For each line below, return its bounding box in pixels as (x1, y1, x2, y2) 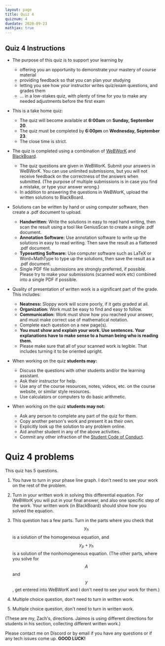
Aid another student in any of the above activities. (19, 428, 121, 434)
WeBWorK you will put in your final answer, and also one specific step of (12, 497, 160, 503)
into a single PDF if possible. (19, 277, 78, 282)
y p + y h (79, 542, 94, 549)
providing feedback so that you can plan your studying (19, 77, 131, 83)
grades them (19, 88, 46, 93)
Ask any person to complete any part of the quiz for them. (19, 413, 137, 418)
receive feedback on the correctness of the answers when (19, 173, 139, 179)
